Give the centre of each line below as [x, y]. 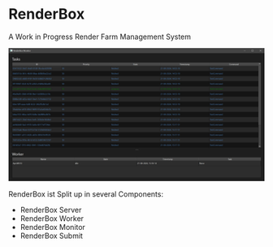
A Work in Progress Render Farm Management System [100, 37]
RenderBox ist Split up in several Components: [86, 194]
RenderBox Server [51, 210]
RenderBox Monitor [52, 227]
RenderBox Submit [52, 236]
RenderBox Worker [52, 218]
